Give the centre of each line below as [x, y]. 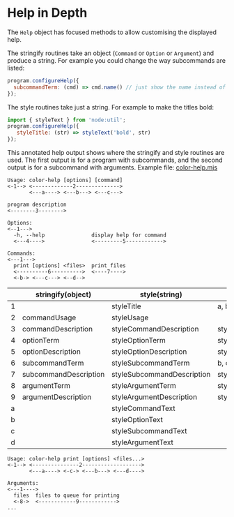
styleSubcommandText [149, 431]
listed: [16, 68]
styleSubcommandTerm [150, 363]
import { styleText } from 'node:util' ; [67, 120]
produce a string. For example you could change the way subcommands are [117, 60]
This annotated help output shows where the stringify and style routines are [116, 153]
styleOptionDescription [149, 352]
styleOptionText [137, 420]
